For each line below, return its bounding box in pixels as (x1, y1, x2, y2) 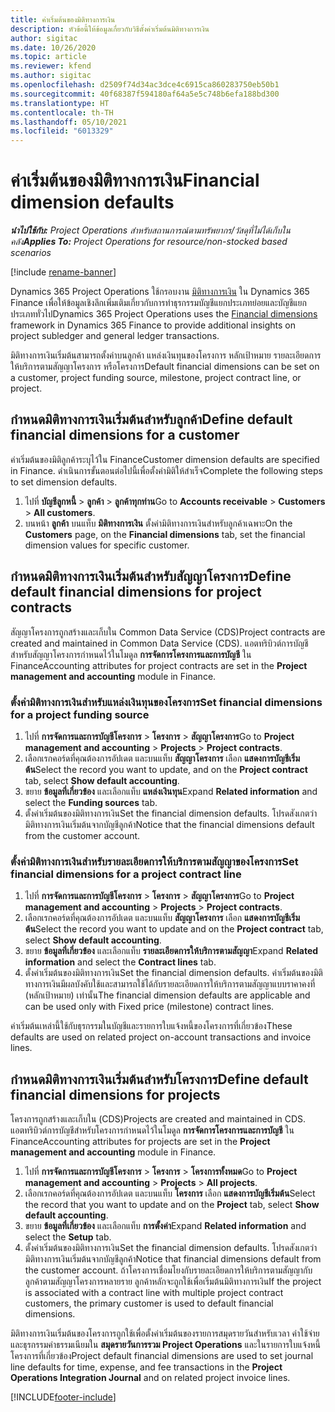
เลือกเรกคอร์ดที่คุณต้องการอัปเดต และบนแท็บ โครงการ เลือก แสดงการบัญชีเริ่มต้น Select (24, 1187, 316, 1200)
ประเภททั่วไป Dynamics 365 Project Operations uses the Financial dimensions (10, 308, 318, 320)
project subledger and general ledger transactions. (10, 330, 220, 342)
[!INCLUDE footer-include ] (10, 1391, 117, 1403)
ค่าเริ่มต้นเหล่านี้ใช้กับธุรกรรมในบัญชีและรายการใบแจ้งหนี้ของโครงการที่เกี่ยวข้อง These (10, 1020, 293, 1032)
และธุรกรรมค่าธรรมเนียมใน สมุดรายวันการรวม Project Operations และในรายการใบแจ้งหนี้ (10, 1339, 322, 1351)
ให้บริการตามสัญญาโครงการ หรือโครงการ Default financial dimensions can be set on (10, 361, 320, 373)
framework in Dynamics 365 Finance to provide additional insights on (10, 319, 297, 331)
